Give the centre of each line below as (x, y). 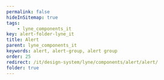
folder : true (23, 68)
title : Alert (23, 40)
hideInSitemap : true (32, 17)
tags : (13, 23)
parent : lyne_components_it (42, 46)
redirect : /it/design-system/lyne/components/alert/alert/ (82, 62)
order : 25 (19, 57)
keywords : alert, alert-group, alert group (62, 51)
